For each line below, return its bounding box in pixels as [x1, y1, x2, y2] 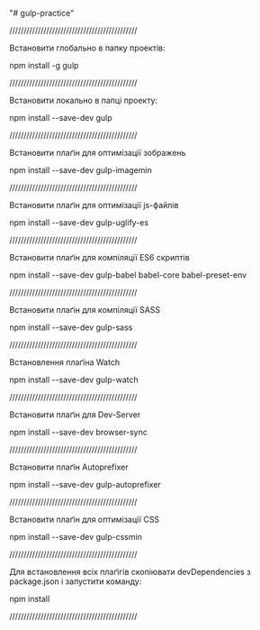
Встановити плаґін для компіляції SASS [9, 305, 161, 315]
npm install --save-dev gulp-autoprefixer [9, 479, 162, 489]
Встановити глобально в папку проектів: [9, 42, 166, 53]
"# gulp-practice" [9, 8, 75, 18]
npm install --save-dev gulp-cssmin [9, 532, 142, 542]
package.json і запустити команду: [9, 576, 142, 587]
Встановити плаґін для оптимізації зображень [9, 148, 186, 158]
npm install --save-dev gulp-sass [9, 322, 133, 333]
